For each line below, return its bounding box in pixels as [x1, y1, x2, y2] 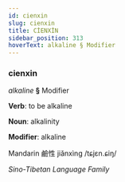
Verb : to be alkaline [8, 101, 73, 111]
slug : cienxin [8, 19, 56, 27]
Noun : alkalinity [8, 117, 60, 126]
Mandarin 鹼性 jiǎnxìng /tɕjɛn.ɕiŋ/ [8, 148, 117, 158]
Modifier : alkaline [8, 133, 66, 142]
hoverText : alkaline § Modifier [8, 42, 115, 49]
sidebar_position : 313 [8, 34, 84, 42]
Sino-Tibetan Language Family [8, 164, 110, 174]
